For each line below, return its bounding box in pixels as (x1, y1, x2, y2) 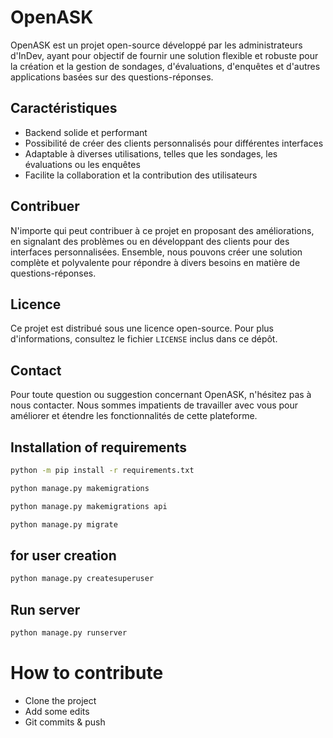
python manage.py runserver (10, 628, 128, 638)
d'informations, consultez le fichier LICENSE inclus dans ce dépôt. (10, 333, 278, 345)
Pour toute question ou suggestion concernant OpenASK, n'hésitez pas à (10, 389, 312, 401)
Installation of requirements (10, 439, 187, 456)
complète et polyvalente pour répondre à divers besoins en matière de (10, 256, 301, 268)
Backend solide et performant (24, 126, 148, 138)
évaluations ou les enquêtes (24, 158, 141, 170)
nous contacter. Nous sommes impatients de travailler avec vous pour (10, 399, 299, 411)
